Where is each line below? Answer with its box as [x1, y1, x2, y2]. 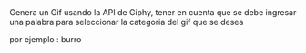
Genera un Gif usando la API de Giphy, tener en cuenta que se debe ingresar [9, 7, 297, 18]
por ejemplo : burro [9, 34, 82, 45]
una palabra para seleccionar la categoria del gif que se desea [9, 17, 244, 28]
